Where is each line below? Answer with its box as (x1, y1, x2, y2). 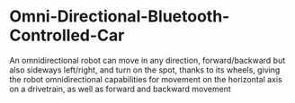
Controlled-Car (9, 25, 125, 46)
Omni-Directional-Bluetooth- (9, 6, 230, 27)
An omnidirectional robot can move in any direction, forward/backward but (9, 55, 286, 65)
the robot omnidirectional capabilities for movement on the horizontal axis (9, 73, 283, 84)
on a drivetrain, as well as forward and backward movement (9, 83, 231, 94)
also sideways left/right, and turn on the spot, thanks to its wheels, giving (9, 64, 281, 75)
